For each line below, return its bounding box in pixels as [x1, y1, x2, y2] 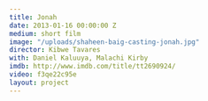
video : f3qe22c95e [9, 70, 77, 79]
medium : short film [9, 29, 81, 38]
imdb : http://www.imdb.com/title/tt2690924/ [9, 62, 176, 71]
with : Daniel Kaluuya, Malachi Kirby [9, 54, 149, 62]
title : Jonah [9, 12, 58, 22]
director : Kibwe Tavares [9, 46, 101, 54]
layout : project [9, 78, 69, 87]
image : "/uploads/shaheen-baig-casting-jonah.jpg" [9, 37, 200, 47]
